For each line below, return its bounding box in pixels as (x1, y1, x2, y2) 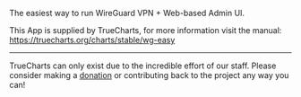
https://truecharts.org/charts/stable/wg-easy (9, 35, 176, 45)
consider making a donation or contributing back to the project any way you (9, 70, 289, 80)
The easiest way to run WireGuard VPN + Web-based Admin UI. (9, 8, 245, 18)
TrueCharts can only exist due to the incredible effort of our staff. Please (9, 60, 277, 71)
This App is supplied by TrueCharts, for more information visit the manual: (9, 25, 282, 35)
